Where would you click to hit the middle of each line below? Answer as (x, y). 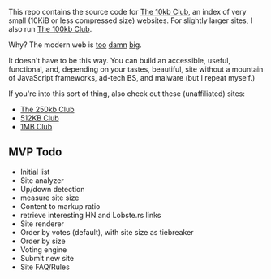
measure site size (49, 198)
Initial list (35, 172)
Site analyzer (42, 180)
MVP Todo (35, 153)
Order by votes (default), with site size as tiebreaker (107, 232)
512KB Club (39, 118)
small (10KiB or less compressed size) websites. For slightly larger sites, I (131, 20)
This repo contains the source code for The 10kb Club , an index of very (127, 12)
